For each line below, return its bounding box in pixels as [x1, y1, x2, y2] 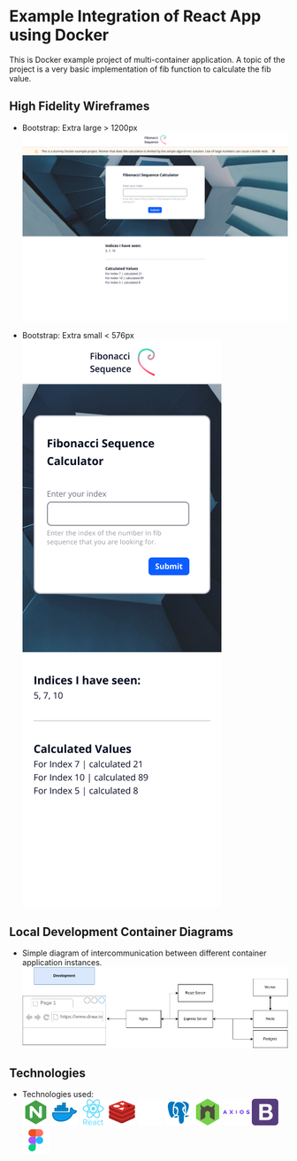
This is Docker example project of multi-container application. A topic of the [9, 54, 286, 65]
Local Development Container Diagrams [9, 924, 234, 940]
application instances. [21, 956, 103, 967]
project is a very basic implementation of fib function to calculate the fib [9, 64, 271, 74]
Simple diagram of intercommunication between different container [21, 948, 267, 958]
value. [9, 73, 32, 83]
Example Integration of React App [9, 6, 262, 27]
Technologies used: [21, 1089, 95, 1100]
